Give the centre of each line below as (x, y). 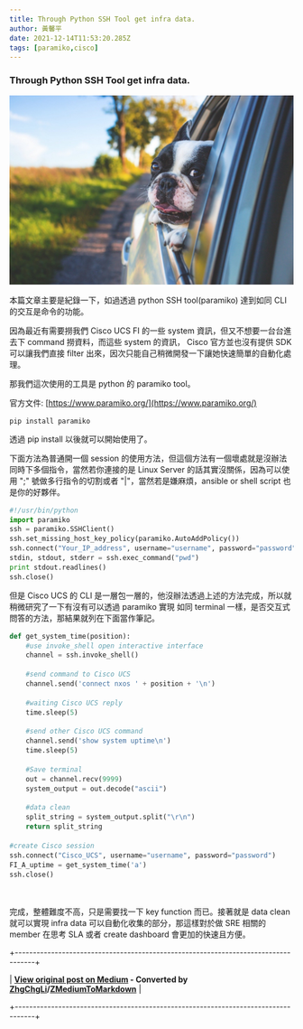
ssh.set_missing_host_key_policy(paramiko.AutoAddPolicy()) (125, 539)
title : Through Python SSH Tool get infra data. (102, 19)
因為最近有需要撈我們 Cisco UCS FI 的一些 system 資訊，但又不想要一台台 (147, 331)
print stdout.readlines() (58, 567)
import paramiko (40, 519)
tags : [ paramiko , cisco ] (54, 48)
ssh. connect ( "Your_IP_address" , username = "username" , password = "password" (153, 548)
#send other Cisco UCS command (84, 732)
